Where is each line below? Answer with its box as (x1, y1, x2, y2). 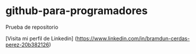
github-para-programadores (5, 4, 148, 18)
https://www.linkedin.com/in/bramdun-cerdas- (77, 35, 190, 42)
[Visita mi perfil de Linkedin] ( (5, 35, 77, 42)
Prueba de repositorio (5, 23, 58, 31)
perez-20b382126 (5, 41, 49, 48)
